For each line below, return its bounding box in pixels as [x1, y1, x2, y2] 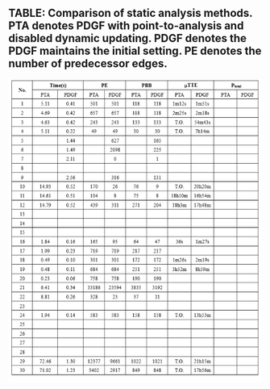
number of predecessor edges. [8, 56, 168, 71]
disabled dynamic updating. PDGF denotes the [8, 31, 247, 45]
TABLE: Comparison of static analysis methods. [8, 6, 253, 20]
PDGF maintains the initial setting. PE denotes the [8, 44, 262, 58]
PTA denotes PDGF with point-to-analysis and [8, 19, 244, 33]
